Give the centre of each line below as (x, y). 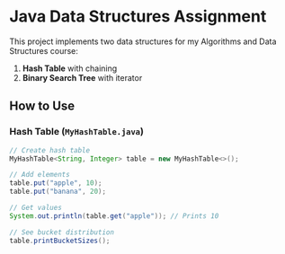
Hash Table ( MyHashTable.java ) (76, 132)
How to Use (42, 106)
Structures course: (44, 50)
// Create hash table (50, 150)
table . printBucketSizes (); (60, 241)
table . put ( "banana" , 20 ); (58, 192)
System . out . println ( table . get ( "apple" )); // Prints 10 (114, 216)
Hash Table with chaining (70, 68)
